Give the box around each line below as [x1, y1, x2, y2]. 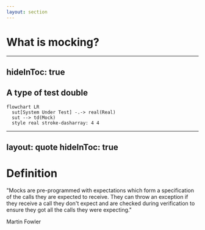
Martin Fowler [6, 218, 41, 226]
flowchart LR [6, 104, 40, 110]
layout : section [6, 9, 48, 15]
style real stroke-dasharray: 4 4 [12, 120, 99, 126]
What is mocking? [6, 35, 99, 49]
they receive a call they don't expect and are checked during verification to [6, 199, 195, 207]
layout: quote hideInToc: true [6, 142, 118, 153]
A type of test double [6, 88, 88, 98]
